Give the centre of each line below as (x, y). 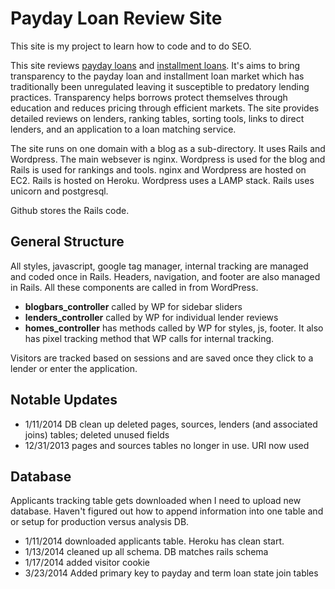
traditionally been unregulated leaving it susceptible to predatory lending (160, 86)
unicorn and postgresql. (59, 191)
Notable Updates (64, 400)
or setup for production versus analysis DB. (100, 522)
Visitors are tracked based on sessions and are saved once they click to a (162, 358)
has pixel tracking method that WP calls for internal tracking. (149, 338)
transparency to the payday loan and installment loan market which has (157, 76)
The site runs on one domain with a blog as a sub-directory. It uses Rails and (168, 148)
